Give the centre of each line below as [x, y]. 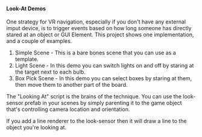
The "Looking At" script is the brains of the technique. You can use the [94, 97]
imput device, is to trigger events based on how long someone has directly [99, 28]
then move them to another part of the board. [71, 85]
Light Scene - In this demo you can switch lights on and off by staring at [104, 66]
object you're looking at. [36, 127]
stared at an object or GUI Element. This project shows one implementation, [100, 35]
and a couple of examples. [39, 41]
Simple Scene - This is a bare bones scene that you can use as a [95, 53]
